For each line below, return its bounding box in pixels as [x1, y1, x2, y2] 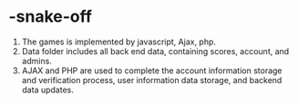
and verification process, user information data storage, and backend [21, 74, 283, 85]
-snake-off [8, 6, 93, 27]
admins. [21, 55, 52, 66]
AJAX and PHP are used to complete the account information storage [21, 65, 283, 76]
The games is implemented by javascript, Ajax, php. [21, 36, 216, 47]
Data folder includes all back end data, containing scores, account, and [21, 45, 290, 56]
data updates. [21, 84, 74, 95]
